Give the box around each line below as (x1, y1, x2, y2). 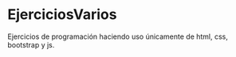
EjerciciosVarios (7, 6, 117, 24)
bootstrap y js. (7, 40, 55, 49)
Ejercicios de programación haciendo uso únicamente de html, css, (7, 32, 229, 41)
